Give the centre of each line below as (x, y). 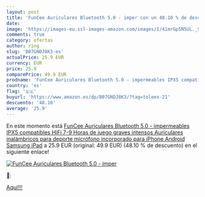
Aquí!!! (14, 187)
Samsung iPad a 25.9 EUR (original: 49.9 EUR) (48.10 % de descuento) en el (102, 145)
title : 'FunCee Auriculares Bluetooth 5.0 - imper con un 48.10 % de (97, 18)
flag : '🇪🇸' (21, 91)
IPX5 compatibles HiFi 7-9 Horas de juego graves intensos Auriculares (95, 132)
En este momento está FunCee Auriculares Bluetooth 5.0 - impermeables (98, 126)
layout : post (23, 12)
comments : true (26, 35)
